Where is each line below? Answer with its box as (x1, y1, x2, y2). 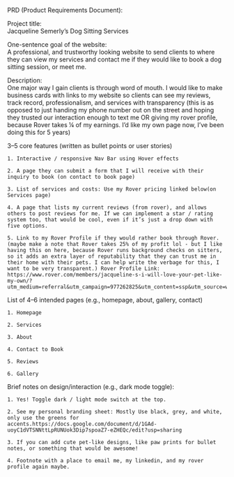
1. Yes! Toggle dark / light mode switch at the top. (7, 396, 167, 403)
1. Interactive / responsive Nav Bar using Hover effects (7, 155, 179, 162)
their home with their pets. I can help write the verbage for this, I (7, 259, 219, 266)
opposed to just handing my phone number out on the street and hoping (7, 106, 214, 114)
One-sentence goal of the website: (7, 41, 107, 48)
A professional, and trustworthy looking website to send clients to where (7, 48, 215, 56)
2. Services (7, 321, 42, 328)
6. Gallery (7, 370, 39, 377)
